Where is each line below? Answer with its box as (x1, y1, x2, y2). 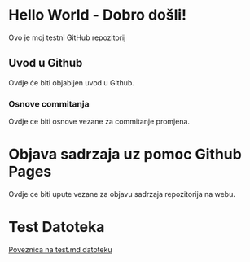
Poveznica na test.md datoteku (8, 244, 112, 254)
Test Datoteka (8, 218, 105, 237)
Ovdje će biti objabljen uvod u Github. (8, 77, 134, 87)
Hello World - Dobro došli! (8, 6, 187, 24)
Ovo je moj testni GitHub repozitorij (8, 33, 126, 42)
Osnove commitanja (8, 98, 90, 109)
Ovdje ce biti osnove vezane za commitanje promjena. (8, 116, 190, 127)
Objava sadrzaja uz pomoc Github (8, 145, 242, 164)
